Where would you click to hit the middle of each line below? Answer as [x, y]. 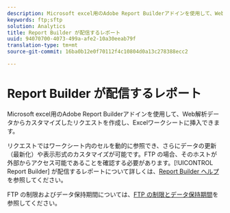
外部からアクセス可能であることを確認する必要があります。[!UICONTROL [110, 162]
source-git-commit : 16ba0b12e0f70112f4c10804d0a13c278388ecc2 [98, 52]
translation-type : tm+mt [42, 45]
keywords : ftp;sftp [35, 20]
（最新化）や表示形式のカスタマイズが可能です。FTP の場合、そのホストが [112, 154]
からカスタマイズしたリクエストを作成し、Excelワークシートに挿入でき [113, 122]
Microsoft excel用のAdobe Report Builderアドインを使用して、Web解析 [107, 114]
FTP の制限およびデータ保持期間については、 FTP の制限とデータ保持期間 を [113, 194]
